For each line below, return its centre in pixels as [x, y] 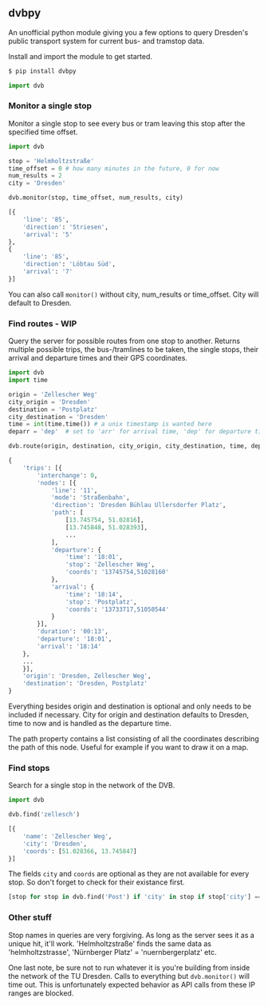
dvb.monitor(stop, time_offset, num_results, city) [96, 198]
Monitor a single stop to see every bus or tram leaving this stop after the [127, 123]
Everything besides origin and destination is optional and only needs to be [130, 706]
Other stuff [30, 917]
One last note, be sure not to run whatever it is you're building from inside [129, 968]
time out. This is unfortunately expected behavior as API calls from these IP [132, 984]
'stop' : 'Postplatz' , [101, 602]
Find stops [29, 768]
